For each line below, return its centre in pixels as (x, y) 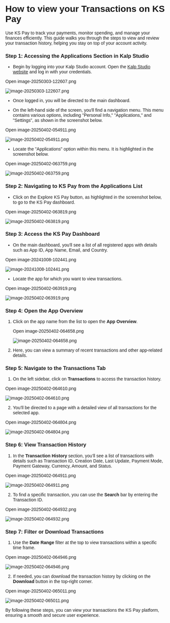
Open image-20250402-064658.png (48, 331)
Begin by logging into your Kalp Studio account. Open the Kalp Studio (81, 67)
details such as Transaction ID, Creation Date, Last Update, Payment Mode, (88, 461)
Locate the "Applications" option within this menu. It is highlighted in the (83, 149)
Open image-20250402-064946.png (41, 557)
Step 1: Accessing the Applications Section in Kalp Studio (77, 56)
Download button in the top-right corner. (53, 582)
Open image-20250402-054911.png (41, 130)
